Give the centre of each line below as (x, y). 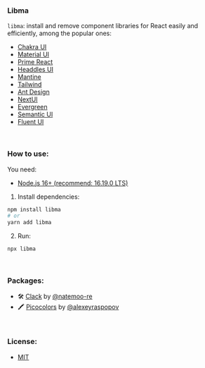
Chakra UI (32, 47)
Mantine (29, 77)
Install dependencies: (48, 197)
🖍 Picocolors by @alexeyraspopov (68, 307)
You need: (22, 169)
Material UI (33, 54)
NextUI (27, 99)
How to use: (28, 154)
